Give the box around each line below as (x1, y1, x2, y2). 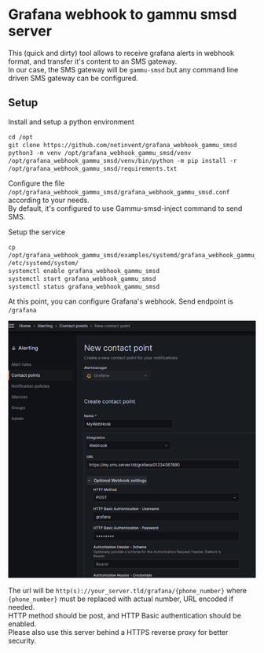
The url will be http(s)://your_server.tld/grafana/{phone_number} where (8, 585, 247, 595)
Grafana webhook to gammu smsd (8, 6, 237, 24)
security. (8, 636, 37, 645)
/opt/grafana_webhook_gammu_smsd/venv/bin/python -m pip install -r (8, 157, 237, 164)
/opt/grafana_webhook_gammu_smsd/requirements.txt (8, 164, 178, 172)
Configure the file (8, 179, 65, 188)
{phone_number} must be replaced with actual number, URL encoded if (8, 594, 234, 603)
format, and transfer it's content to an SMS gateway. (8, 57, 178, 66)
